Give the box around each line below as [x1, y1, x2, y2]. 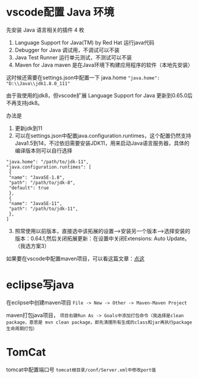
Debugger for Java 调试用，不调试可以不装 [14, 46, 120, 54]
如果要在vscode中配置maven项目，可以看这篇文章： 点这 [6, 254, 145, 262]
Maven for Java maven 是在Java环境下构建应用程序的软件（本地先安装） [14, 61, 193, 69]
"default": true [8, 185, 49, 191]
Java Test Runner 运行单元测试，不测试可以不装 [14, 54, 132, 61]
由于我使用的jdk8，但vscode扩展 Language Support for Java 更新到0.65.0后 [6, 92, 193, 99]
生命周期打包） [6, 325, 37, 331]
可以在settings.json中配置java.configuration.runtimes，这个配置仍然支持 [14, 132, 191, 139]
